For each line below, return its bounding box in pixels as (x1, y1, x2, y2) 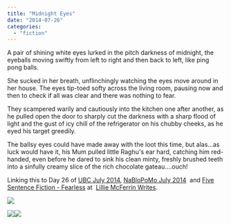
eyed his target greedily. (7, 127, 76, 135)
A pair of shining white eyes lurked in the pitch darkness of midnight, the (7, 49, 214, 57)
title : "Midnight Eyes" (7, 10, 76, 17)
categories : (7, 23, 41, 30)
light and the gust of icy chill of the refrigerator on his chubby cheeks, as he (7, 119, 223, 128)
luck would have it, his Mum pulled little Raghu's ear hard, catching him (7, 148, 210, 156)
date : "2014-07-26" (7, 17, 64, 24)
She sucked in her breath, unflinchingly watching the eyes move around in (7, 77, 219, 85)
